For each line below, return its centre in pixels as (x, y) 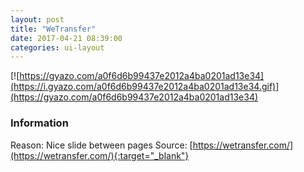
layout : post (37, 19)
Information (39, 123)
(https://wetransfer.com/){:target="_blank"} (100, 155)
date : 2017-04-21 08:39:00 (66, 38)
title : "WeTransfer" (53, 29)
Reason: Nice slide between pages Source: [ (101, 145)
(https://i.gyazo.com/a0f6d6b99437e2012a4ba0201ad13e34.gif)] (145, 87)
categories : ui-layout (57, 47)
